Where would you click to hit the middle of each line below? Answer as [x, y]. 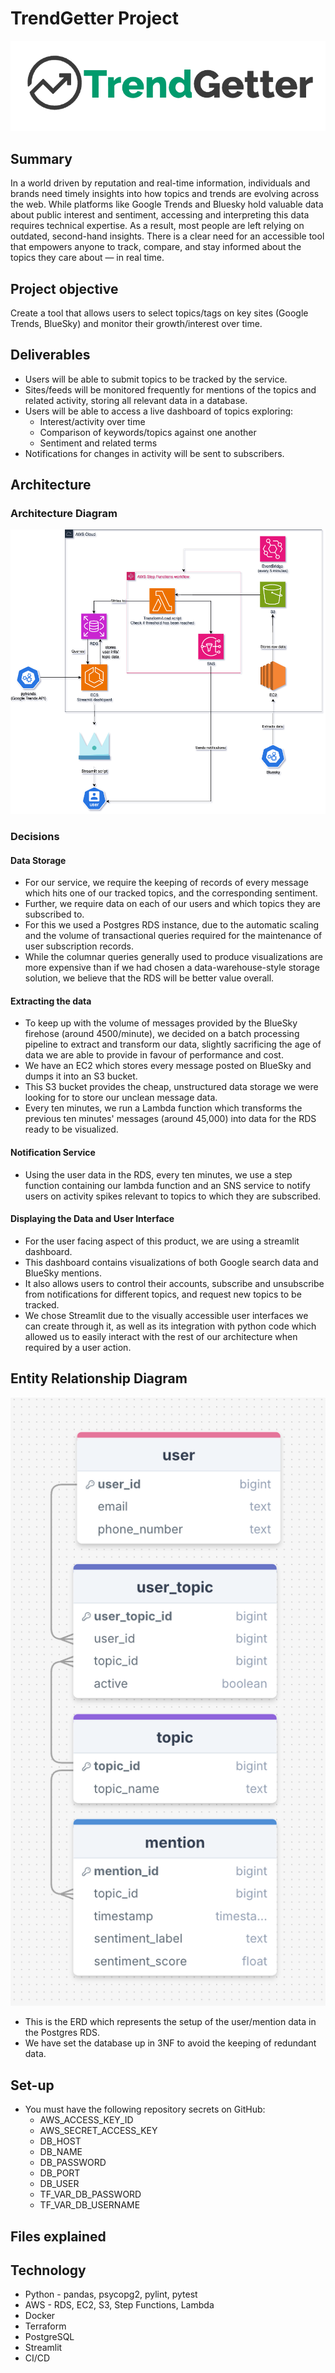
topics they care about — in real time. [87, 258]
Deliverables [50, 355]
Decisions [35, 836]
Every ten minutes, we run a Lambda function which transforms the [163, 1108]
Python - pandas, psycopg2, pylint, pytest [111, 2294]
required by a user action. [78, 1347]
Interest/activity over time [92, 421]
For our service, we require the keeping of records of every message [167, 883]
